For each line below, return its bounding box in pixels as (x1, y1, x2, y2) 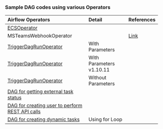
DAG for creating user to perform (7, 102, 82, 109)
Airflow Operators (7, 16, 50, 23)
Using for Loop (88, 116, 123, 123)
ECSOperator (7, 25, 38, 32)
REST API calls (7, 108, 41, 115)
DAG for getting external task (7, 88, 74, 95)
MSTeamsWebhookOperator (7, 32, 72, 39)
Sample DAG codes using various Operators (5, 4, 111, 11)
